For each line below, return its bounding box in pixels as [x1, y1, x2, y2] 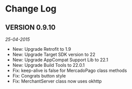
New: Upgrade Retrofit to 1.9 [12, 46, 71, 52]
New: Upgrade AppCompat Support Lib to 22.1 [12, 57, 108, 63]
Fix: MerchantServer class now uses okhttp [12, 78, 102, 84]
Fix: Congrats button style [12, 73, 66, 78]
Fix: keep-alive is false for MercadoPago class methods [12, 67, 127, 73]
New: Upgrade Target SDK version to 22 [12, 51, 95, 57]
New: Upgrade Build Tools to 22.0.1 [12, 62, 85, 68]
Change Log [5, 3, 56, 15]
